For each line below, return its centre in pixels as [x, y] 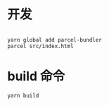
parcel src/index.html [40, 46]
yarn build [23, 95]
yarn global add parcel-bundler [54, 40]
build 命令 [36, 77]
